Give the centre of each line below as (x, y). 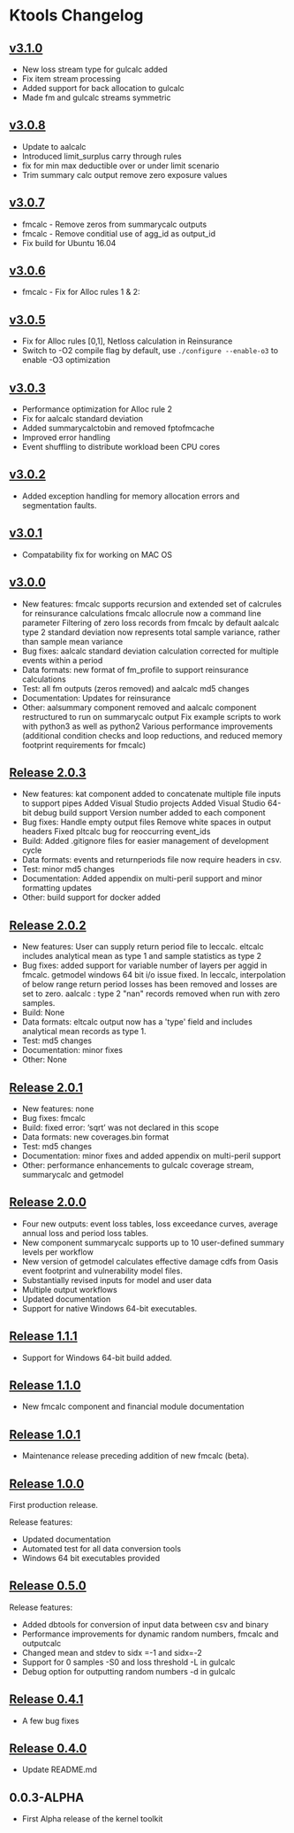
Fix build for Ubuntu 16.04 (69, 243)
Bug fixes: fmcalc (54, 1118)
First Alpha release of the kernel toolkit (92, 1819)
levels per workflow (58, 1252)
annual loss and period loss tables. (85, 1233)
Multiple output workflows (69, 1289)
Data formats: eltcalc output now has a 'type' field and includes (137, 1022)
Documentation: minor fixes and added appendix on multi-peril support (151, 1156)
